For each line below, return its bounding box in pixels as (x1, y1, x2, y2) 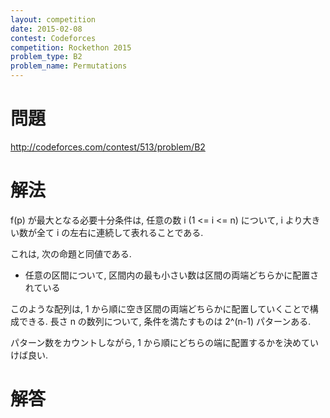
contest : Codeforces (10, 33, 97, 43)
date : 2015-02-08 (10, 24, 83, 34)
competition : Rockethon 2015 (10, 42, 132, 53)
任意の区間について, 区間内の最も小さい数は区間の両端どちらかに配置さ (24, 269, 320, 281)
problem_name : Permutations (10, 61, 128, 71)
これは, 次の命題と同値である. (10, 247, 132, 260)
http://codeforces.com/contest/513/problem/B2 (10, 141, 206, 153)
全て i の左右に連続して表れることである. (36, 226, 204, 238)
